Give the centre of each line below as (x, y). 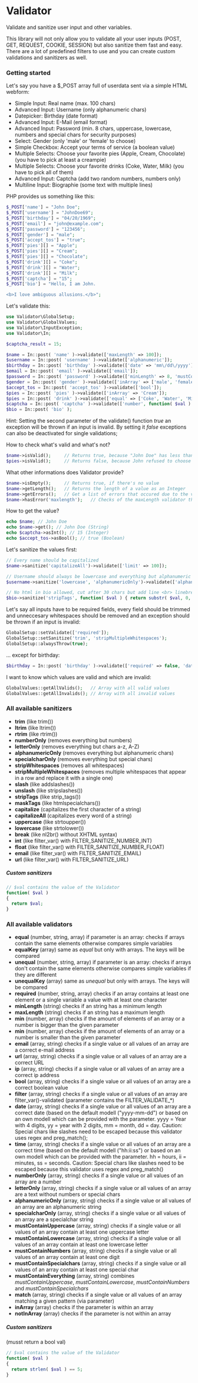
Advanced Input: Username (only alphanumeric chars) (80, 110)
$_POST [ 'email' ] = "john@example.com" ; (55, 224)
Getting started (29, 73)
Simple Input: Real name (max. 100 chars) (65, 103)
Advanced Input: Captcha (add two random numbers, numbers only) (98, 179)
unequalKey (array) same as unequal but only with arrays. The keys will (102, 981)
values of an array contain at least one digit (67, 1257)
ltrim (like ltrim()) (35, 728)
